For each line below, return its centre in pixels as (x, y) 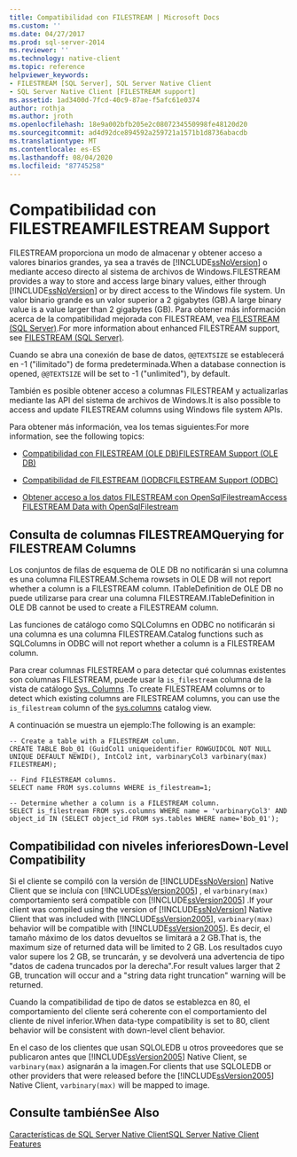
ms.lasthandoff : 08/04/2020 (61, 157)
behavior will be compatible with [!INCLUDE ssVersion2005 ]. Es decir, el (140, 928)
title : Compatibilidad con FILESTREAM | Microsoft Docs (114, 17)
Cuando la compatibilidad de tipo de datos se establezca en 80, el (130, 1002)
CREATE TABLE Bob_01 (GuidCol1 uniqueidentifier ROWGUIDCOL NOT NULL (141, 749)
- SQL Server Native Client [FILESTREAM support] (103, 91)
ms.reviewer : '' (39, 51)
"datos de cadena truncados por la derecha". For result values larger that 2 (145, 965)
